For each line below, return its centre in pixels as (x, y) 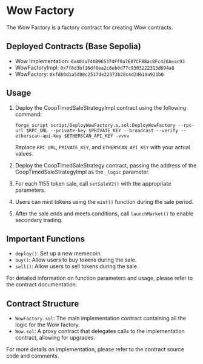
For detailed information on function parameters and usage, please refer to (99, 278)
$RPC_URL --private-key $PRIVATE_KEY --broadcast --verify (102, 130)
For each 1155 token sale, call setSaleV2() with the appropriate (93, 183)
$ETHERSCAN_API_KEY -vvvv (97, 136)
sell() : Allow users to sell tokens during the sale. (77, 266)
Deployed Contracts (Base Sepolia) (74, 46)
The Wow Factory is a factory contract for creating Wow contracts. (90, 27)
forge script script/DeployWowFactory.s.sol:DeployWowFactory (95, 125)
